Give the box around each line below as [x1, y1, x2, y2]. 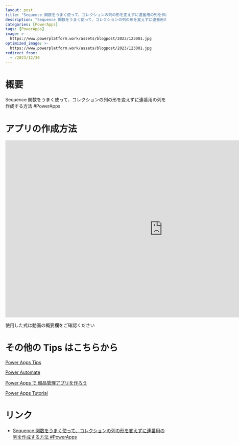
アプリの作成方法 [5, 123, 78, 135]
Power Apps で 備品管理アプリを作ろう [5, 380, 87, 386]
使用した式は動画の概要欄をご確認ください [5, 322, 95, 328]
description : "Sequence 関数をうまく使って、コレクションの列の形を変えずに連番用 [5, 17, 164, 22]
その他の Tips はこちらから [5, 342, 118, 354]
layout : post [5, 7, 33, 13]
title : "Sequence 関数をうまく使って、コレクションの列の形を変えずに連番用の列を [5, 12, 162, 17]
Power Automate [5, 369, 41, 375]
